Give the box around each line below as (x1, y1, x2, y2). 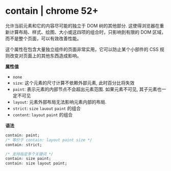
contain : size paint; (5, 156, 52, 161)
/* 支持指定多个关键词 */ (5, 151, 54, 157)
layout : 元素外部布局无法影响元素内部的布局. (12, 99, 107, 105)
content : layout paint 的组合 (12, 111, 73, 117)
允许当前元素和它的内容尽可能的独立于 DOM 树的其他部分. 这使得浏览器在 (5, 22, 160, 29)
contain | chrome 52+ (5, 5, 99, 17)
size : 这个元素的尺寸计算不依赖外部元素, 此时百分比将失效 (12, 80, 135, 86)
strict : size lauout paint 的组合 (12, 105, 81, 111)
